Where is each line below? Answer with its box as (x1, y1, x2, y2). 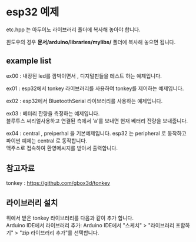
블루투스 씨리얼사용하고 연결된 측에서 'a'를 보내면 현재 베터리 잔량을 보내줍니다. (6, 117, 188, 124)
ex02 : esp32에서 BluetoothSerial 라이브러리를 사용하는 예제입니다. (6, 97, 163, 104)
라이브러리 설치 (6, 198, 58, 208)
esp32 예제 (6, 5, 59, 19)
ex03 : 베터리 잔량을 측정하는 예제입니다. (6, 110, 100, 117)
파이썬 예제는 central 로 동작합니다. (6, 137, 87, 144)
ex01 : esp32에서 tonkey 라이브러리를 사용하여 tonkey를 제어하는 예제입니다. (6, 85, 184, 92)
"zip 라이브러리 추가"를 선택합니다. (19, 229, 99, 236)
